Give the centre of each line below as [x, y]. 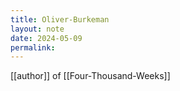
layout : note [37, 29]
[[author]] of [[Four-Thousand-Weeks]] [90, 76]
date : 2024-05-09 [46, 38]
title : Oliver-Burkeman [60, 19]
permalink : [33, 47]
